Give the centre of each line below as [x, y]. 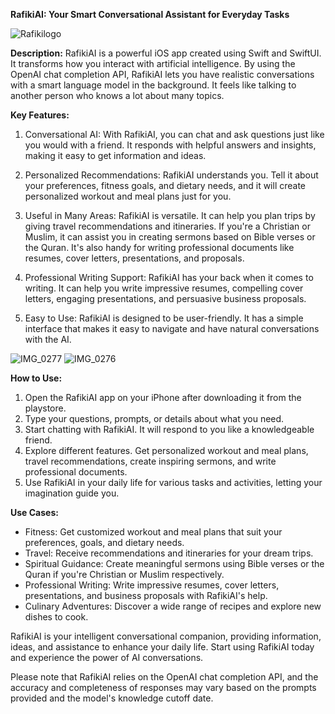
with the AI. [48, 339]
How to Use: [36, 378]
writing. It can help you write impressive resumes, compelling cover [164, 288]
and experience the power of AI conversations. [107, 657]
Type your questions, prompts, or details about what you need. [154, 418]
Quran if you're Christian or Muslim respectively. [124, 574]
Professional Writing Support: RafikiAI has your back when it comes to [169, 277]
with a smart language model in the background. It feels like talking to [153, 85]
